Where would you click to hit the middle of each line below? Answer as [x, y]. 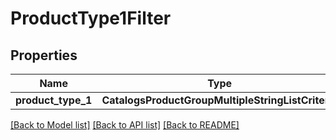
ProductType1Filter [91, 18]
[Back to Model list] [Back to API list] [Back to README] [125, 125]
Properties [44, 55]
